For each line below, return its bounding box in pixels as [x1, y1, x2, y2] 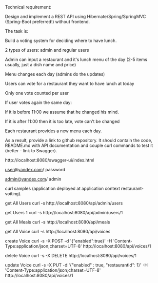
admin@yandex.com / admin [5, 176, 61, 182]
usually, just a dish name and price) [5, 62, 77, 67]
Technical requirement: [5, 4, 52, 10]
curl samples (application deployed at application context [5, 185, 120, 191]
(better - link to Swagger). [5, 148, 58, 153]
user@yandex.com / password [5, 167, 65, 172]
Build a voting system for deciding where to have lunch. [5, 38, 117, 43]
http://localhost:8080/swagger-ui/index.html [5, 157, 95, 163]
